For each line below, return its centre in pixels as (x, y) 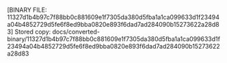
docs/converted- (76, 32)
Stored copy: (33, 32)
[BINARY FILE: (27, 10)
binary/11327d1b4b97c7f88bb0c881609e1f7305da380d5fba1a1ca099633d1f (114, 39)
